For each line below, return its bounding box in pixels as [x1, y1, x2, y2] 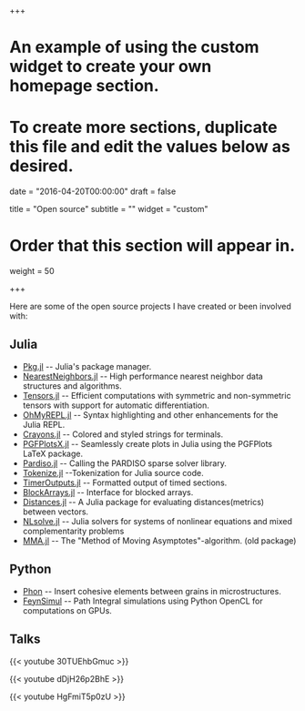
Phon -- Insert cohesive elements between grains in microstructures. [22, 585, 282, 596]
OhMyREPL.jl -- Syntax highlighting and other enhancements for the [22, 409, 279, 420]
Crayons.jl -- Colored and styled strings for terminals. [22, 429, 224, 440]
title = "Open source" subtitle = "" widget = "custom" [9, 204, 208, 215]
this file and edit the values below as [9, 137, 291, 157]
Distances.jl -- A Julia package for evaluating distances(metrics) [22, 496, 265, 507]
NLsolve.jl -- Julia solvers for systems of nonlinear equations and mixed [22, 515, 293, 526]
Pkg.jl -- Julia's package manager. [22, 361, 152, 371]
